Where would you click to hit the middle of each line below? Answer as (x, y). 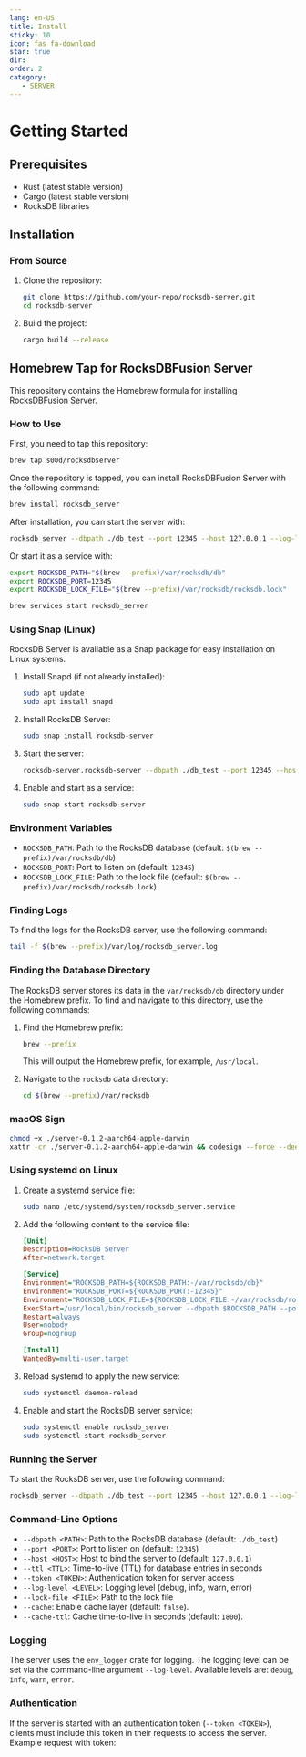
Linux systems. (38, 659)
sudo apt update (53, 694)
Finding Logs (39, 910)
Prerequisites (48, 165)
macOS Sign (37, 1120)
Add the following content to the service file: (106, 1224)
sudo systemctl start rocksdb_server (94, 1436)
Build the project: (55, 323)
